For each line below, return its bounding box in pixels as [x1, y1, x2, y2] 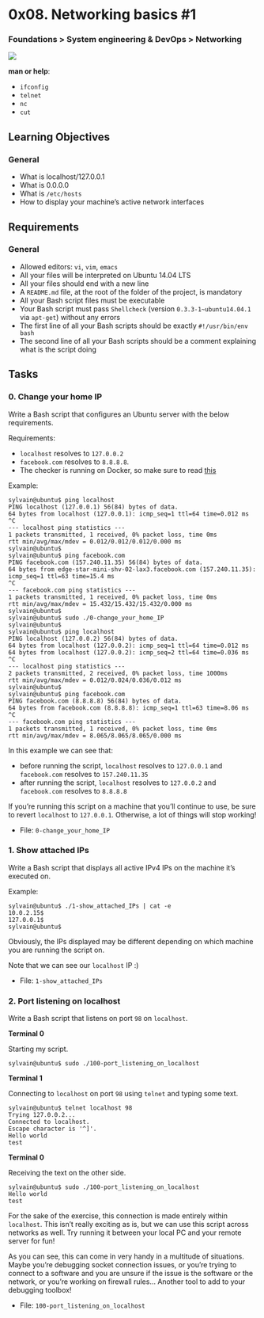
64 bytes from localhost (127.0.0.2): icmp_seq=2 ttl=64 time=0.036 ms [8, 648, 249, 657]
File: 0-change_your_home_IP [19, 825, 111, 835]
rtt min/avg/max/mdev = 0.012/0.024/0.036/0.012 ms [8, 676, 182, 684]
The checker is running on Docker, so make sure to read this [19, 465, 217, 474]
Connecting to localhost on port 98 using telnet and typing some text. [8, 1089, 239, 1099]
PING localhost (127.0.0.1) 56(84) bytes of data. [8, 503, 179, 511]
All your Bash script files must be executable [19, 295, 165, 305]
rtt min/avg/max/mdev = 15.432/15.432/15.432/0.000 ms [8, 600, 193, 608]
